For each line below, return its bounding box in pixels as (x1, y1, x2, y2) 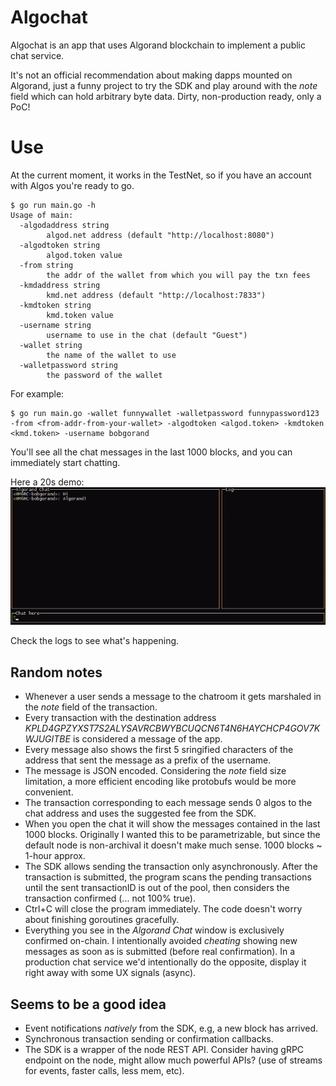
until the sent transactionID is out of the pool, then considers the (24, 882, 290, 894)
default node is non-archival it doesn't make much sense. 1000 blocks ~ (24, 839, 323, 851)
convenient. (24, 786, 74, 798)
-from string (19, 260, 74, 270)
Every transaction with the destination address (24, 712, 217, 724)
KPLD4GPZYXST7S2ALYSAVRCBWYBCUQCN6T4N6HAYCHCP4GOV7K (24, 722, 321, 735)
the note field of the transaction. (24, 701, 158, 713)
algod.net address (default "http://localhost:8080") (46, 230, 275, 240)
